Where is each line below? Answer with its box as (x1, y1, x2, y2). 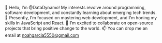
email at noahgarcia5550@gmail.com (5, 32, 79, 38)
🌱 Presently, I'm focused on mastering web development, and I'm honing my (5, 15, 157, 20)
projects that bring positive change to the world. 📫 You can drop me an (5, 26, 148, 31)
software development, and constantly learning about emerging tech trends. (5, 10, 157, 15)
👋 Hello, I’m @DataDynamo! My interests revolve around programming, (5, 5, 146, 10)
